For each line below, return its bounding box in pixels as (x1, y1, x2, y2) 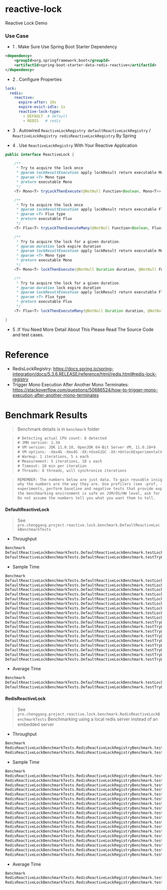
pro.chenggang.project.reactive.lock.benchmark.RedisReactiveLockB (17, 712, 160, 717)
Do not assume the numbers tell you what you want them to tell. (17, 496, 156, 501)
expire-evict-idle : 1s (18, 105, 66, 110)
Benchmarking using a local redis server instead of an (47, 716, 158, 722)
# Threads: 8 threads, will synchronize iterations (17, 468, 127, 473)
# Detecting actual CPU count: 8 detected (17, 436, 107, 441)
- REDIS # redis (23, 118, 61, 123)
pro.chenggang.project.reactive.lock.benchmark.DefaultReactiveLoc (17, 523, 160, 528)
